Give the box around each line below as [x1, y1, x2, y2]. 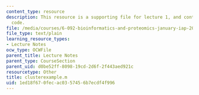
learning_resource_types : [6, 36, 70, 42]
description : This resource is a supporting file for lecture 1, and [6, 14, 182, 20]
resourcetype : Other [6, 69, 57, 75]
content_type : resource [6, 8, 65, 15]
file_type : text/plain [6, 31, 62, 37]
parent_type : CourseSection [6, 58, 76, 64]
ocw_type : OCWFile [6, 47, 52, 53]
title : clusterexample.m [6, 74, 68, 80]
